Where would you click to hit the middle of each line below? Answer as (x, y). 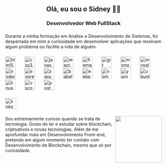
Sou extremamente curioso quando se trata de (53, 119)
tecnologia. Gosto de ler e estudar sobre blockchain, (59, 124)
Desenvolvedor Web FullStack (83, 23)
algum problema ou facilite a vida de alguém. (51, 47)
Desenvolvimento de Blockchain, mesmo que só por (58, 145)
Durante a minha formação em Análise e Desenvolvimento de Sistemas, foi (82, 36)
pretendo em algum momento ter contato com (52, 140)
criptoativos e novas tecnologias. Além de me (52, 129)
